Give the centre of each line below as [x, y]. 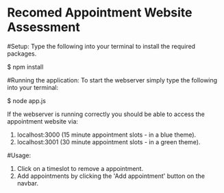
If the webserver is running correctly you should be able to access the [106, 114]
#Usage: [19, 155]
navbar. [28, 183]
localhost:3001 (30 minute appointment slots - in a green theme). [109, 141]
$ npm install [25, 67]
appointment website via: [43, 121]
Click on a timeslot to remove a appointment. [80, 168]
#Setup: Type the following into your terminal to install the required [101, 46]
